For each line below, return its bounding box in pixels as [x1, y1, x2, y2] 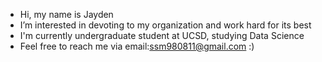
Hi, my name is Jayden [19, 9, 114, 20]
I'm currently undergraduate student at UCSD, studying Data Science [19, 30, 305, 41]
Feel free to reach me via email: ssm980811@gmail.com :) [19, 40, 255, 52]
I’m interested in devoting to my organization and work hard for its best [19, 19, 312, 31]
